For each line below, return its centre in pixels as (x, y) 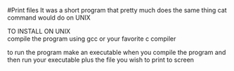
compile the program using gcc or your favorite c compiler (92, 39)
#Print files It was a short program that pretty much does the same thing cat (117, 10)
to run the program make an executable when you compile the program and (117, 52)
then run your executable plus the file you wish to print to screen (101, 60)
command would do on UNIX (49, 18)
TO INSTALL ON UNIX (39, 31)
